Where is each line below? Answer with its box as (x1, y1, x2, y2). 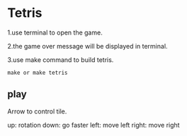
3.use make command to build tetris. (7, 55, 114, 64)
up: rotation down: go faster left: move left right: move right (7, 120, 180, 129)
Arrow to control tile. (7, 107, 67, 116)
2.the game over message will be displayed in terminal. (7, 42, 168, 50)
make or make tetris (7, 69, 69, 76)
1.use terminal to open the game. (7, 28, 103, 37)
